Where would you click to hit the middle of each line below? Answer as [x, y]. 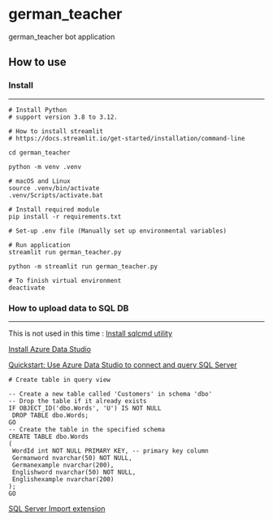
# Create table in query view [60, 380]
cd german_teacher [39, 152]
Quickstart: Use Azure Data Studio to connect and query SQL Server [123, 365]
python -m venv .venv [45, 167]
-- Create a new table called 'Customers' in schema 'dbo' [110, 394]
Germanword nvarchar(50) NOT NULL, [72, 458]
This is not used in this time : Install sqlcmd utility [91, 333]
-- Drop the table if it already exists [78, 401]
